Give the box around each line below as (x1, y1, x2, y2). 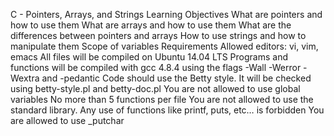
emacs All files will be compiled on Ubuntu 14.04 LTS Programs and (10, 51, 288, 63)
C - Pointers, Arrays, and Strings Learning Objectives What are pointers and (10, 9, 323, 20)
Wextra (10, 72, 40, 84)
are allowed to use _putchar (10, 115, 125, 126)
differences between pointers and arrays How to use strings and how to (10, 30, 307, 41)
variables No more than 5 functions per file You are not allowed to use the (10, 94, 314, 105)
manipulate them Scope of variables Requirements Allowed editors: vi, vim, (10, 40, 319, 52)
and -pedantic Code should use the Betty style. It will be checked (41, 72, 312, 84)
